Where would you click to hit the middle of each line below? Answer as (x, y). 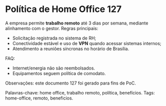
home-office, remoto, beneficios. (39, 98)
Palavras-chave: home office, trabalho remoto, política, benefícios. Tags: (80, 92)
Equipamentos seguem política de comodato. (59, 73)
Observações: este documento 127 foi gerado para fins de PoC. (71, 83)
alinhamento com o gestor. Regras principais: (52, 28)
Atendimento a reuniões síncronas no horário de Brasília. (71, 48)
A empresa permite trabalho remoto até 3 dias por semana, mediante (77, 23)
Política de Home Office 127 (63, 9)
